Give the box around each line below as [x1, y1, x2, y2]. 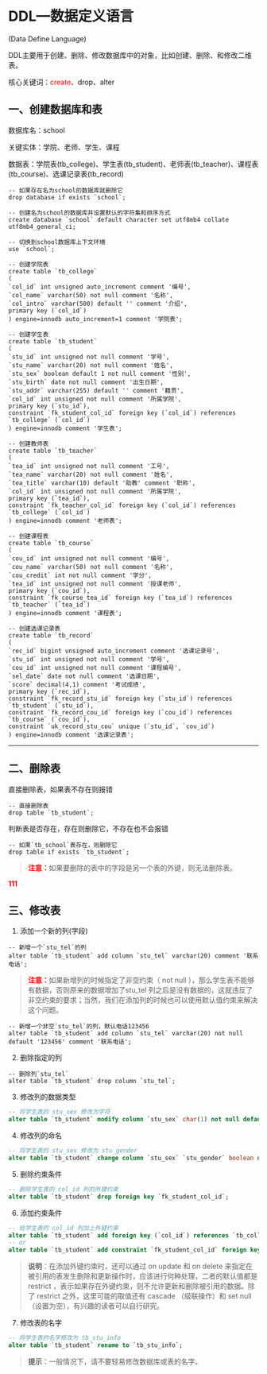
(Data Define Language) [8, 33, 87, 44]
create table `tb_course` [8, 539, 94, 547]
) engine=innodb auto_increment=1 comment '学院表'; [8, 315, 183, 323]
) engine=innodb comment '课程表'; [8, 609, 122, 617]
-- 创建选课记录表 [8, 625, 61, 633]
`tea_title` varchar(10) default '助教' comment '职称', [8, 478, 196, 487]
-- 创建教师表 [8, 439, 49, 447]
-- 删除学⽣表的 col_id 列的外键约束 [8, 1185, 119, 1193]
